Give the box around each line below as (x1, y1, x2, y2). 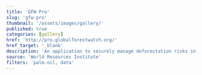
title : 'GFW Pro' (6, 8, 50, 15)
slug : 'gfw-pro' (6, 15, 47, 21)
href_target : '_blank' (6, 43, 64, 49)
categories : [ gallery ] (6, 31, 64, 37)
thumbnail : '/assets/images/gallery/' (6, 20, 104, 26)
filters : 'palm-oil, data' (6, 59, 74, 65)
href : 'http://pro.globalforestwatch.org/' (6, 37, 118, 43)
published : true (6, 25, 47, 32)
